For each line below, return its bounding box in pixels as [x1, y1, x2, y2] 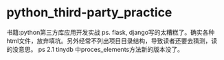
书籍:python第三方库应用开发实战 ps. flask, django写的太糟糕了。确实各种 [6, 28, 215, 36]
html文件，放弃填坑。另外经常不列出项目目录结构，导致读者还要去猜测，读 [6, 36, 218, 45]
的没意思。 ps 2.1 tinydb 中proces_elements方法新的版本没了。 [6, 45, 183, 53]
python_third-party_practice [6, 5, 172, 20]
